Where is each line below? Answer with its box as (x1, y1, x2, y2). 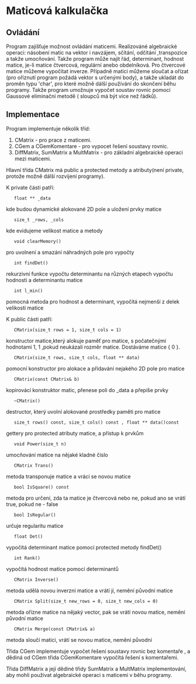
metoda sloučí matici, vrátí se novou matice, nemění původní (6, 636, 152, 643)
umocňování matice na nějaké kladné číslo (6, 451, 108, 458)
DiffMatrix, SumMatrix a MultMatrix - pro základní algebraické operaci (14, 149, 183, 156)
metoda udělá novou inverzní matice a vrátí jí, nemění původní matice (6, 587, 173, 594)
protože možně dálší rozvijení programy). (6, 173, 105, 180)
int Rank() (13, 555, 41, 561)
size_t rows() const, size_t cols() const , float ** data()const (13, 420, 180, 425)
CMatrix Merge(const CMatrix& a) (13, 626, 95, 632)
